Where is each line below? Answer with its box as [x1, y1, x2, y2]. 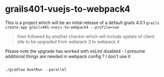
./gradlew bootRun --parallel [5, 67, 67, 72]
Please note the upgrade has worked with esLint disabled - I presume [5, 48, 145, 54]
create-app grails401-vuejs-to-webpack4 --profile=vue [5, 25, 119, 30]
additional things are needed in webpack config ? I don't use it [5, 53, 131, 59]
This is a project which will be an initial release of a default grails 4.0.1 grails [5, 20, 160, 26]
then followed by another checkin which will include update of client [17, 33, 155, 39]
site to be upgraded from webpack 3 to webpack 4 [17, 38, 120, 45]
